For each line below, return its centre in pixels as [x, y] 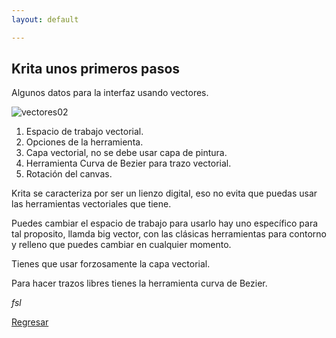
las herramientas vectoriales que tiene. [91, 204]
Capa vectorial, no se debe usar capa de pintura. [126, 153]
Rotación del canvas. [69, 174]
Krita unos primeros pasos [96, 69]
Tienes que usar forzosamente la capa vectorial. [111, 264]
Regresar [30, 322]
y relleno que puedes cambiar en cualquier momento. [121, 245]
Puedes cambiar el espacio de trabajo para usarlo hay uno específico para [165, 223]
